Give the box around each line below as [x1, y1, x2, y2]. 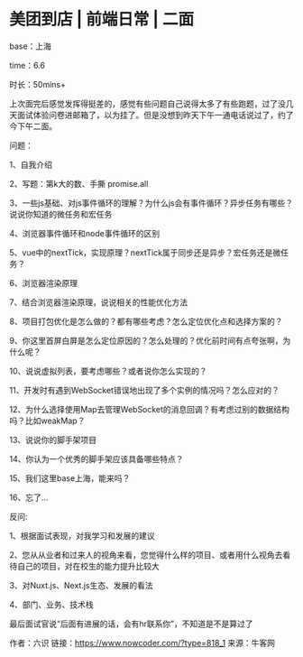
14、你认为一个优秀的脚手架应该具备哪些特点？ [9, 453, 184, 464]
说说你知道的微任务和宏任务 [9, 208, 113, 219]
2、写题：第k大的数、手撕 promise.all [9, 178, 149, 189]
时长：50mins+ [9, 79, 66, 89]
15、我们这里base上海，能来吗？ [9, 472, 131, 484]
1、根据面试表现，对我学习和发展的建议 [9, 530, 155, 541]
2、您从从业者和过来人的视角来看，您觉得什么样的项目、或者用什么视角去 [9, 549, 283, 560]
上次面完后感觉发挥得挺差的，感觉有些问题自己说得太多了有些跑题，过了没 [9, 97, 286, 109]
